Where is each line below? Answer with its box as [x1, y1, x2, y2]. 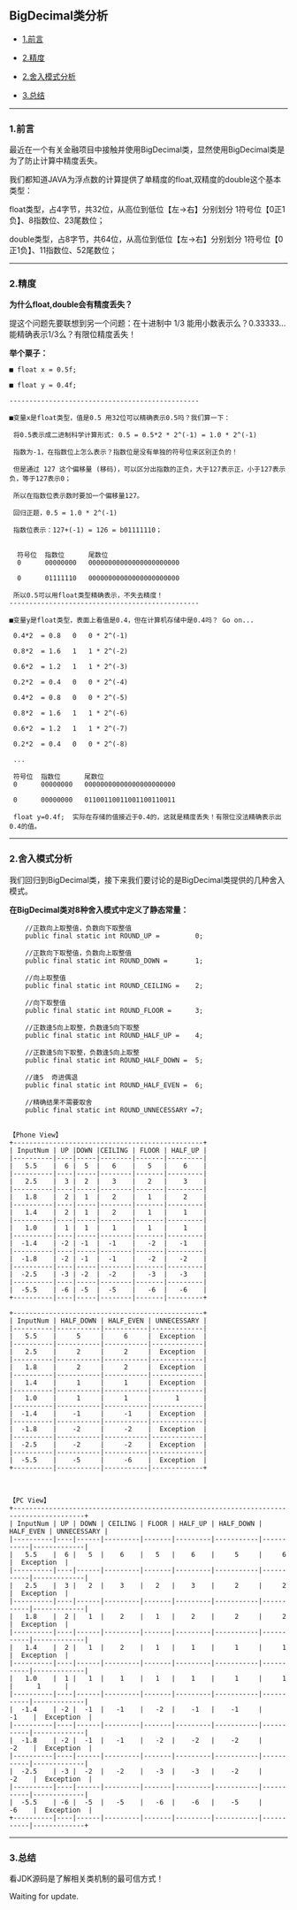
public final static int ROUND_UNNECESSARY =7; [25, 1105, 203, 1115]
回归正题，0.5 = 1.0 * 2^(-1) [12, 509, 118, 518]
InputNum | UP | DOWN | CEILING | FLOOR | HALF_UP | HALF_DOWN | [17, 1519, 263, 1528]
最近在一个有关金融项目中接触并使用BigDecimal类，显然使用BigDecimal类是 [9, 144, 286, 155]
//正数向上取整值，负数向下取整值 [25, 924, 133, 932]
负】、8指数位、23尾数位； [9, 215, 105, 226]
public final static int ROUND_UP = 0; [25, 932, 203, 940]
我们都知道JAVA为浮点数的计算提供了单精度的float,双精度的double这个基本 [9, 174, 281, 185]
